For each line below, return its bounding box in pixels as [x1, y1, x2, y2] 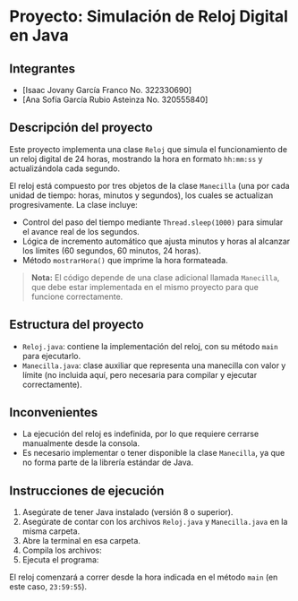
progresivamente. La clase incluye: [9, 199, 139, 210]
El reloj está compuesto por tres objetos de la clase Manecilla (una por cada [9, 180, 290, 191]
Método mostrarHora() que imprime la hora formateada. [21, 254, 228, 265]
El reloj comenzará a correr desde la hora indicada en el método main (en [9, 571, 278, 583]
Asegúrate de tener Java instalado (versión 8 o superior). [21, 507, 234, 518]
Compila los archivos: [21, 545, 102, 556]
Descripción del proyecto [9, 120, 154, 135]
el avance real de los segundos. [21, 226, 140, 236]
